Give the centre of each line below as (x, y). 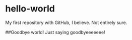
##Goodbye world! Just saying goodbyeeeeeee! (55, 32)
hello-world (30, 9)
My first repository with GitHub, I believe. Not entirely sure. (66, 22)
